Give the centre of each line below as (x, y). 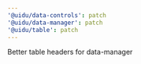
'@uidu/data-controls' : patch (57, 15)
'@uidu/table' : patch (43, 30)
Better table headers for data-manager (70, 52)
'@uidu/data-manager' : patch (55, 23)
